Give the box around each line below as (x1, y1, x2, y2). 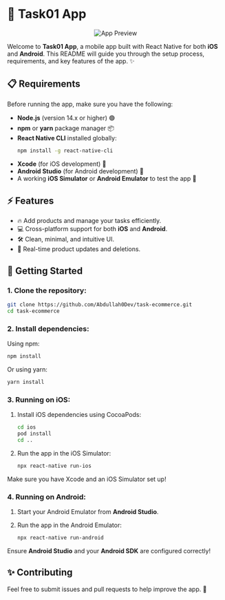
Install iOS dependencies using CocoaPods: (17, 411, 142, 419)
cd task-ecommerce (7, 308, 60, 314)
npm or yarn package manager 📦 (17, 124, 115, 132)
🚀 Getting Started (7, 265, 83, 277)
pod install (17, 430, 52, 438)
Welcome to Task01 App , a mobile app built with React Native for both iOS (7, 42, 218, 50)
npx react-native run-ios (17, 462, 92, 469)
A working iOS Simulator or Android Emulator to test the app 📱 (17, 174, 197, 182)
